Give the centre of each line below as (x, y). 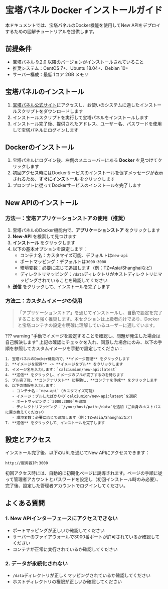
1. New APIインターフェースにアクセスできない (61, 519)
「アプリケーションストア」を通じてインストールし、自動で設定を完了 (90, 313)
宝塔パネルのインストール (45, 92)
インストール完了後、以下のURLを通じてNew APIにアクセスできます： (77, 453)
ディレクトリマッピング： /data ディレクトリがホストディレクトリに (89, 274)
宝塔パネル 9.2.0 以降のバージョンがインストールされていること (78, 62)
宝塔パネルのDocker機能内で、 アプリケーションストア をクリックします (86, 230)
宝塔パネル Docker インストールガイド (84, 10)
